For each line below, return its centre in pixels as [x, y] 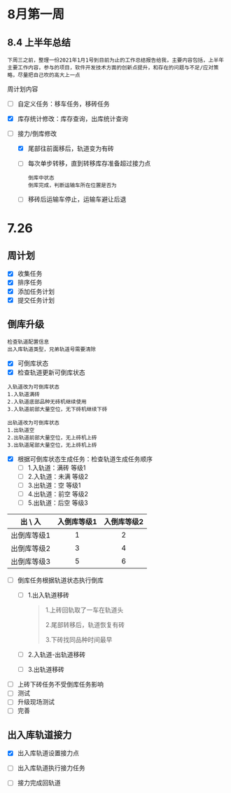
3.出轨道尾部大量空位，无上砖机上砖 [52, 445]
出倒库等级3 [31, 561]
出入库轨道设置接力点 [48, 753]
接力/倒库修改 [37, 134]
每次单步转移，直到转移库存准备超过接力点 [89, 163]
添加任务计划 [36, 291]
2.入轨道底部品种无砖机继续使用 [47, 402]
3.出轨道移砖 [46, 670]
